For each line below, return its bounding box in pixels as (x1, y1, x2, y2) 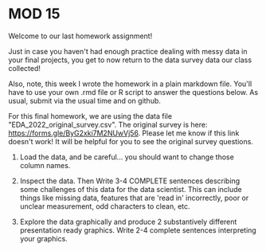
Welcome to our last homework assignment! (8, 31, 153, 41)
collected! (8, 63, 41, 73)
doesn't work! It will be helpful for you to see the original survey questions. (8, 136, 253, 146)
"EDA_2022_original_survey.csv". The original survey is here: (8, 120, 208, 129)
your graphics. (19, 233, 68, 243)
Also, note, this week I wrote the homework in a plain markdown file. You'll (8, 79, 252, 88)
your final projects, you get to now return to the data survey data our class (8, 55, 252, 65)
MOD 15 (8, 5, 61, 23)
